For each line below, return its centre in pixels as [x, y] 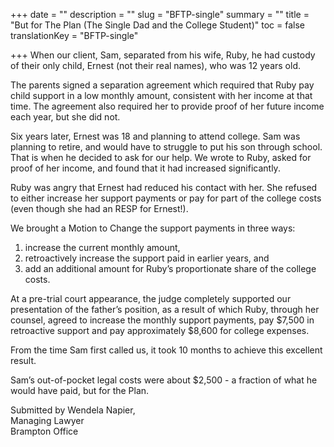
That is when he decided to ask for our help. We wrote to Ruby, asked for [161, 157]
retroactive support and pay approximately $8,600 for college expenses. [160, 330]
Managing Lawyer [47, 420]
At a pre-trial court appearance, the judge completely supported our [151, 298]
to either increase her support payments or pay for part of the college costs [166, 198]
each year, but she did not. [65, 117]
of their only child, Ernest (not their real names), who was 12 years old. [155, 65]
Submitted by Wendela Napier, [73, 410]
